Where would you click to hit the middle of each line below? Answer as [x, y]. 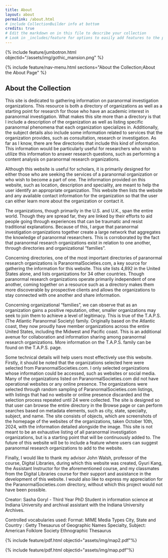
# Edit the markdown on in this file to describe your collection [76, 33]
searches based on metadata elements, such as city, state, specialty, [76, 410]
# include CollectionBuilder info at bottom [52, 24]
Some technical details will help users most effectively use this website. [79, 357]
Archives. [15, 510]
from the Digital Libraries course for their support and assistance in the [78, 474]
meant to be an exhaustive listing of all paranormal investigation [71, 432]
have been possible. [26, 490]
